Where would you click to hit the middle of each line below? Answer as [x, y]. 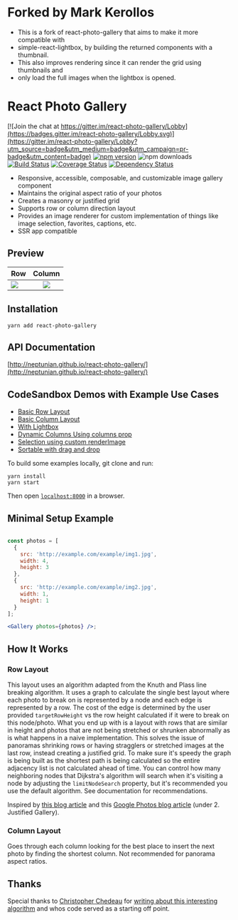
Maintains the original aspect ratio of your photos [90, 193]
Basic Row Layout [44, 412]
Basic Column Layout [49, 419]
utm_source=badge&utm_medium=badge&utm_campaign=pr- [98, 149]
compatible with [41, 39]
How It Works [38, 649]
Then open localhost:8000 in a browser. [66, 496]
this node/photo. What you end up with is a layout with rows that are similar [118, 722]
